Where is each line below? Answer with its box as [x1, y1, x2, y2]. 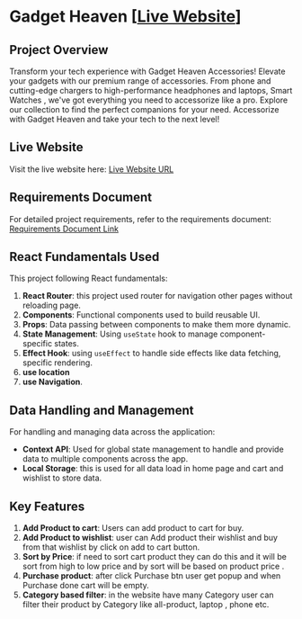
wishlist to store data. [22, 472, 102, 483]
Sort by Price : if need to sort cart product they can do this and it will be [22, 552, 288, 562]
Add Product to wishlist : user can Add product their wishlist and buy [22, 533, 279, 543]
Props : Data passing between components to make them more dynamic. [22, 319, 291, 330]
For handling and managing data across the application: [9, 426, 216, 437]
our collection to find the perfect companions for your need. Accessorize [9, 104, 280, 114]
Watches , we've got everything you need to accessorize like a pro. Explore [9, 94, 289, 105]
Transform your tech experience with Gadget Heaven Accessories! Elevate [9, 66, 286, 76]
